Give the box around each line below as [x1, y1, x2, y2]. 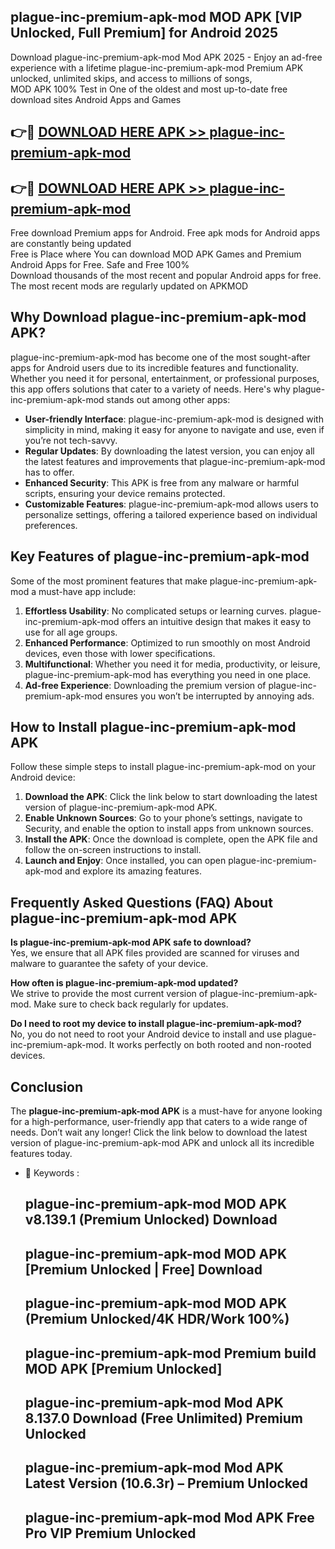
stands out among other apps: [106, 393, 231, 405]
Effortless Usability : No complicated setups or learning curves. [24, 605, 288, 617]
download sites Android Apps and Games [10, 93, 182, 105]
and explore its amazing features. [64, 865, 202, 877]
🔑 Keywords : [24, 1167, 80, 1179]
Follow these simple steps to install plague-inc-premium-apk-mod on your [10, 761, 317, 773]
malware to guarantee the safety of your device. [10, 958, 209, 970]
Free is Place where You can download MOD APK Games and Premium [10, 248, 302, 260]
